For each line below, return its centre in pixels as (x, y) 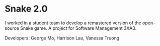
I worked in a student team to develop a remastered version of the (73, 23)
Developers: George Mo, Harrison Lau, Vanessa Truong (62, 38)
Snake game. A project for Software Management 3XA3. (78, 28)
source (12, 28)
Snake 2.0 (26, 9)
